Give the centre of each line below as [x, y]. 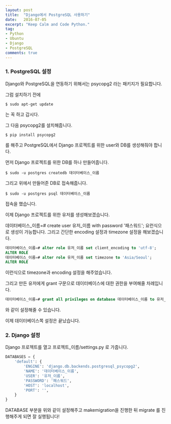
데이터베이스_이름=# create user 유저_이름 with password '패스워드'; [75, 225]
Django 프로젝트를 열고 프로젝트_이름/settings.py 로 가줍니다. [67, 347]
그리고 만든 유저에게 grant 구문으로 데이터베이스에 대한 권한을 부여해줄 [75, 284]
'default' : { [28, 362]
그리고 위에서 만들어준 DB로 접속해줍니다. [47, 183]
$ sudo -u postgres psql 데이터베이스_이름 [48, 194]
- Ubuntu [15, 39]
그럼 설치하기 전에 [23, 95]
